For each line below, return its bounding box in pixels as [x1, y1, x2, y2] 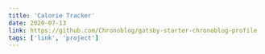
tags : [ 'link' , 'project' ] [8, 33, 99, 42]
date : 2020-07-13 [8, 19, 67, 27]
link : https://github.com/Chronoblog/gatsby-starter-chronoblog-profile [8, 26, 258, 34]
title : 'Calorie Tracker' [8, 11, 95, 20]
